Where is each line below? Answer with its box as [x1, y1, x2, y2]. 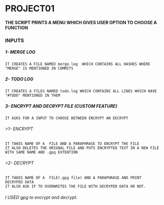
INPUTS [5, 37, 25, 44]
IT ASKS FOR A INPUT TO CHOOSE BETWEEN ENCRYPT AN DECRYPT [5, 116, 129, 120]
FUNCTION [5, 25, 28, 30]
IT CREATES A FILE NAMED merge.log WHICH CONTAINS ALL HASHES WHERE [5, 61, 151, 66]
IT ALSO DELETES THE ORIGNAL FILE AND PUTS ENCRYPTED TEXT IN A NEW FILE [5, 146, 160, 150]
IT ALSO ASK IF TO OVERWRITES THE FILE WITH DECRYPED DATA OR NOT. [5, 184, 146, 189]
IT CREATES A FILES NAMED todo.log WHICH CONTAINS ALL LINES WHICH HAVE [5, 88, 157, 93]
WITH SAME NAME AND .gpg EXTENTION [5, 149, 78, 155]
